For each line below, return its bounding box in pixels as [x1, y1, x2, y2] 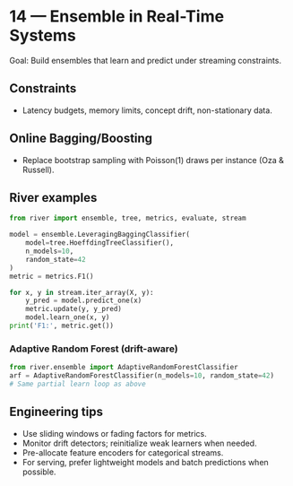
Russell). [22, 164, 55, 175]
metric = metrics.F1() [9, 272, 94, 281]
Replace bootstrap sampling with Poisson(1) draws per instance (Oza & [22, 154, 285, 165]
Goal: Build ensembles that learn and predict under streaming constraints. [9, 55, 282, 65]
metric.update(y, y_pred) [25, 305, 123, 314]
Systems [9, 25, 76, 46]
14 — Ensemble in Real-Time [9, 6, 225, 27]
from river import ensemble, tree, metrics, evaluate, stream [9, 213, 246, 223]
